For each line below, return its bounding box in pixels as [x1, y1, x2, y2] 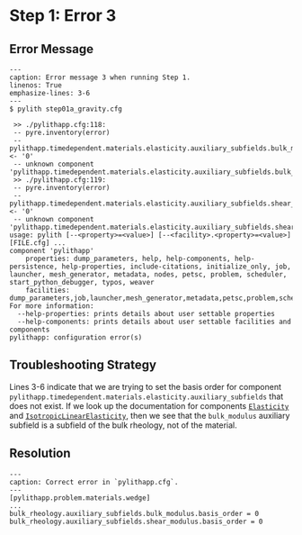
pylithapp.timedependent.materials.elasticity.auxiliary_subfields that [9, 391, 284, 402]
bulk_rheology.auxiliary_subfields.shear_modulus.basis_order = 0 [9, 517, 263, 526]
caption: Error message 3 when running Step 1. [9, 73, 191, 82]
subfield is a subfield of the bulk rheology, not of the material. [9, 420, 237, 431]
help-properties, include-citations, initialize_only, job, [61, 262, 292, 271]
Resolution [9, 446, 71, 461]
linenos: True [9, 81, 63, 90]
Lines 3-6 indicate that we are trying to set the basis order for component [9, 381, 281, 392]
